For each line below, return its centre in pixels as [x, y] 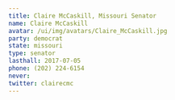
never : [19, 76]
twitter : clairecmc [41, 83]
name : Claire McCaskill [48, 23]
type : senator [32, 53]
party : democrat [35, 38]
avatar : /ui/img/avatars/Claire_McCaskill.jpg [88, 31]
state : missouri [35, 46]
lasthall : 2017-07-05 [45, 61]
